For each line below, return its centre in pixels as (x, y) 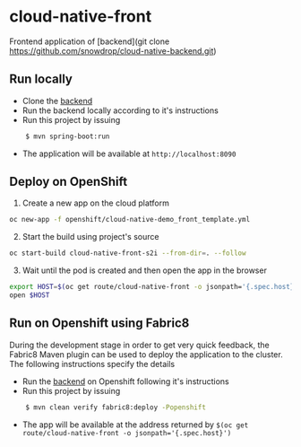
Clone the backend (57, 101)
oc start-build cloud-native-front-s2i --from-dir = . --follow (128, 253)
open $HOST (30, 295)
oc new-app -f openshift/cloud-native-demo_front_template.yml (130, 220)
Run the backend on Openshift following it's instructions (126, 381)
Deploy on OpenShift (69, 182)
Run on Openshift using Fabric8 (99, 324)
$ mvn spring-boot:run (68, 136)
